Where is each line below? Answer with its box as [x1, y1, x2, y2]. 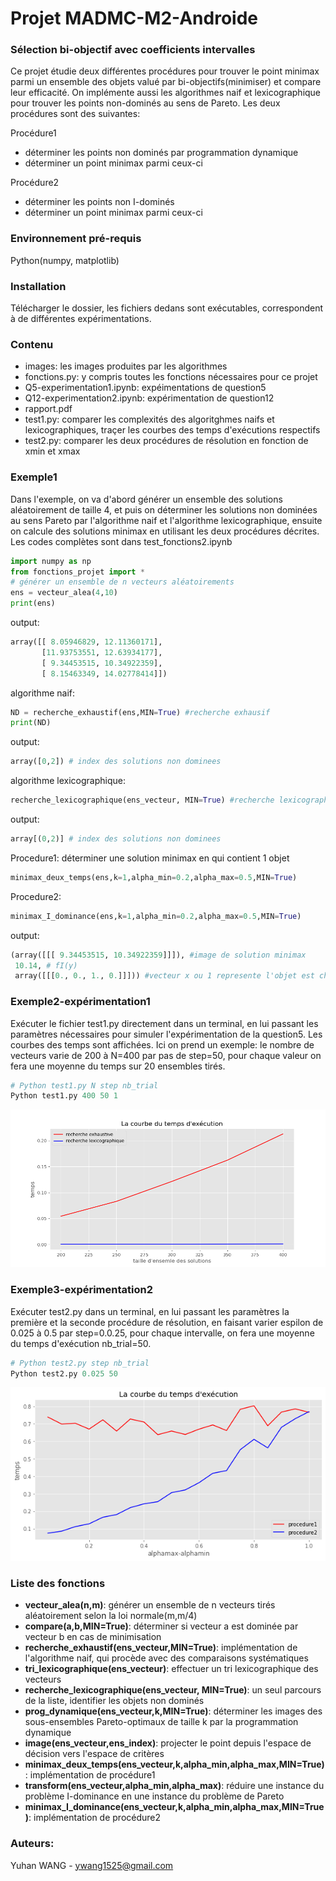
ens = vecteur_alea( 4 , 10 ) [10, 588, 118, 598]
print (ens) [10, 598, 56, 609]
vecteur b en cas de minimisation [24, 1631, 162, 1643]
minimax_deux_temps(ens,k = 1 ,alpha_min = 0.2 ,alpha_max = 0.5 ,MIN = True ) [10, 872, 298, 882]
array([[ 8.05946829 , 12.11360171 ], [10, 637, 163, 647]
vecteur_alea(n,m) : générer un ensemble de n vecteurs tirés [24, 1599, 276, 1611]
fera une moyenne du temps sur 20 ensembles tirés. [10, 1060, 226, 1072]
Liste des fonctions [10, 1576, 106, 1590]
